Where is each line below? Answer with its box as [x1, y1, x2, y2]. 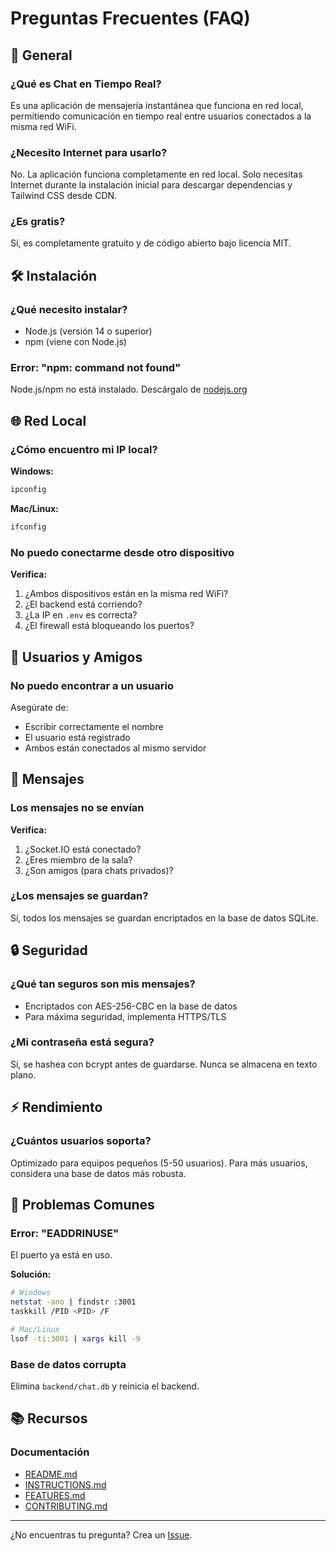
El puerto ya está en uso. [10, 1249, 113, 1261]
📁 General [10, 47, 73, 64]
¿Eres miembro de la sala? [24, 853, 133, 866]
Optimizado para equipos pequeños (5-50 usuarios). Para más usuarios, [10, 1157, 308, 1169]
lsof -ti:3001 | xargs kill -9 [10, 1333, 141, 1344]
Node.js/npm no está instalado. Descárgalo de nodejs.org [10, 383, 248, 396]
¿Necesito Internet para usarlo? [10, 145, 168, 159]
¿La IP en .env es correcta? [24, 609, 138, 621]
